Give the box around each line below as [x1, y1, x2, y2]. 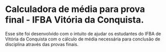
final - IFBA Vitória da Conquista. [5, 14, 144, 25]
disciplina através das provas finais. [5, 41, 79, 47]
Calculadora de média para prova [5, 3, 146, 15]
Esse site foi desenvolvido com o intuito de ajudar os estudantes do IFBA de [5, 30, 161, 36]
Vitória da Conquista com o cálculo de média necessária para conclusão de [5, 36, 161, 42]
